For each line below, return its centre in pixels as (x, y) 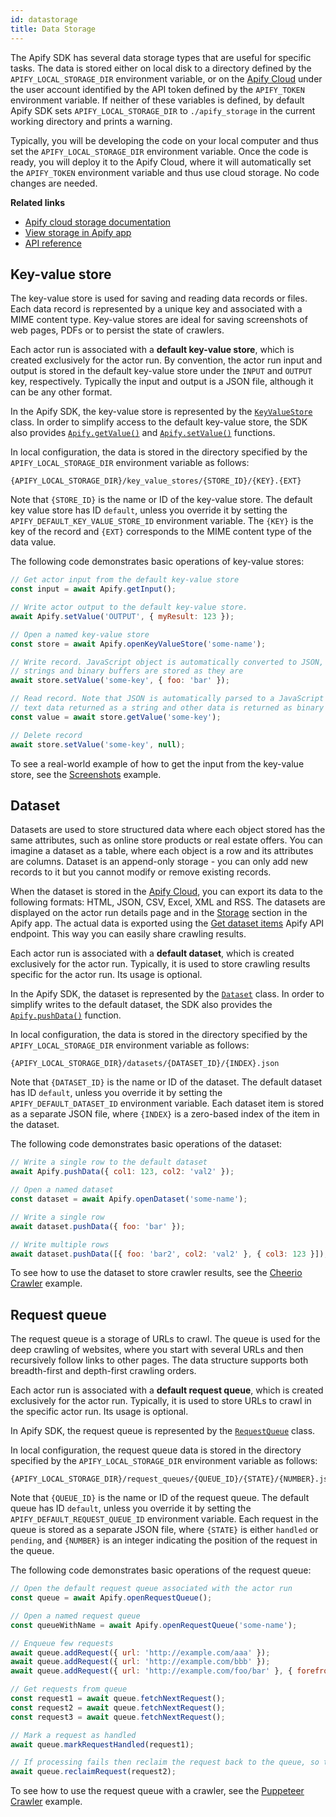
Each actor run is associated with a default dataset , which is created (152, 953)
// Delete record (46, 735)
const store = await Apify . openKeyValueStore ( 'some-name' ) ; (138, 644)
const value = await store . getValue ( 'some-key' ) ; (116, 717)
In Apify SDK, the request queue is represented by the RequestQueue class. (163, 1431)
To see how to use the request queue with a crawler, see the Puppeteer (157, 1791)
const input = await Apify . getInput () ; (93, 589)
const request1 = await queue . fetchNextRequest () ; (118, 1699)
